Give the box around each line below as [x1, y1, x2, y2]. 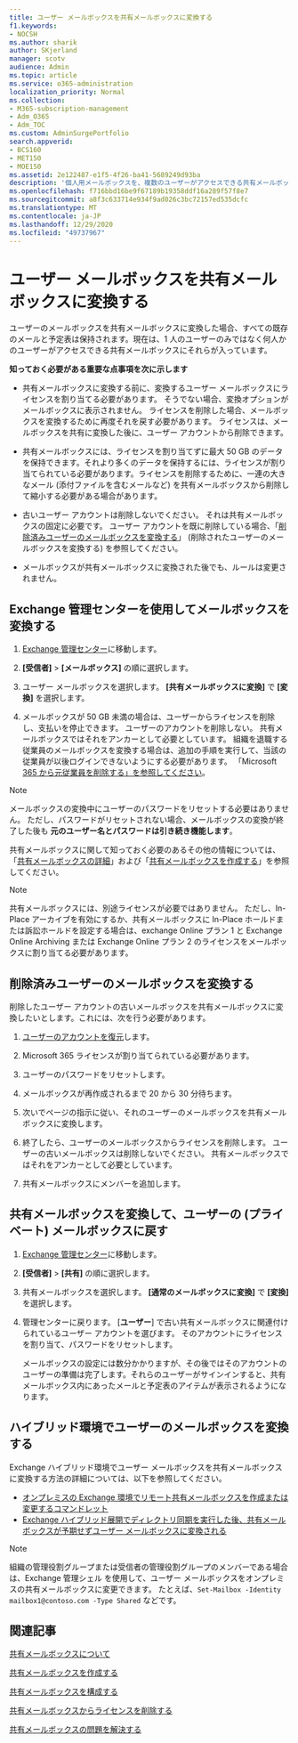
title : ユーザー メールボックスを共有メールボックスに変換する [9, 12, 213, 22]
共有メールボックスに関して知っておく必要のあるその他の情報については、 [9, 845, 281, 855]
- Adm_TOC [9, 121, 46, 130]
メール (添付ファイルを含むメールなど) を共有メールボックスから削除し [29, 480, 290, 490]
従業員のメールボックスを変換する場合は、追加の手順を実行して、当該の [21, 745, 287, 756]
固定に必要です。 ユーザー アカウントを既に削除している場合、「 [45, 521, 279, 531]
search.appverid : [9, 137, 74, 146]
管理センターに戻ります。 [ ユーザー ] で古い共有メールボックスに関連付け [21, 1317, 289, 1327]
